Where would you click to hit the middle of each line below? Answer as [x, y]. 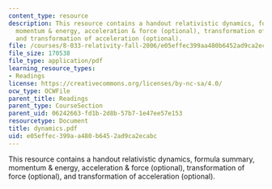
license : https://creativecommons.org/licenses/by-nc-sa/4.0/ [115, 83]
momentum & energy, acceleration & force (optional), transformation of [127, 167]
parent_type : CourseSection [56, 106]
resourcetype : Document [49, 121]
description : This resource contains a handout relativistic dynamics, [132, 23]
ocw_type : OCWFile [39, 91]
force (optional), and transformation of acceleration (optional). [112, 176]
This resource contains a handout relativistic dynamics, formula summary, [132, 159]
